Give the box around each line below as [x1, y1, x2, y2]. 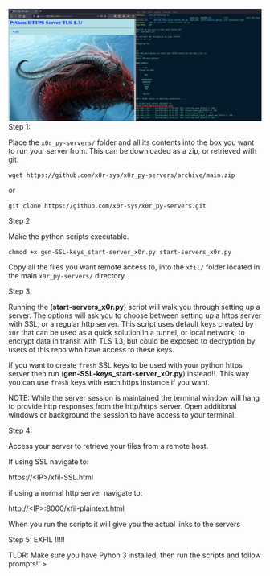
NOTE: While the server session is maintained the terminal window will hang [8, 393, 260, 403]
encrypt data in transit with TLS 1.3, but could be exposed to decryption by [8, 336, 256, 346]
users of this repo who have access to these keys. [8, 345, 174, 355]
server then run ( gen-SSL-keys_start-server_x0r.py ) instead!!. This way [8, 369, 250, 379]
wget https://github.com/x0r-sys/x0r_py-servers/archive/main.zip [8, 171, 235, 179]
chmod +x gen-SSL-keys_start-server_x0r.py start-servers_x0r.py [8, 249, 231, 257]
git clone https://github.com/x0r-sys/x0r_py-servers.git [8, 202, 207, 210]
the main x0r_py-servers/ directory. [8, 271, 127, 281]
